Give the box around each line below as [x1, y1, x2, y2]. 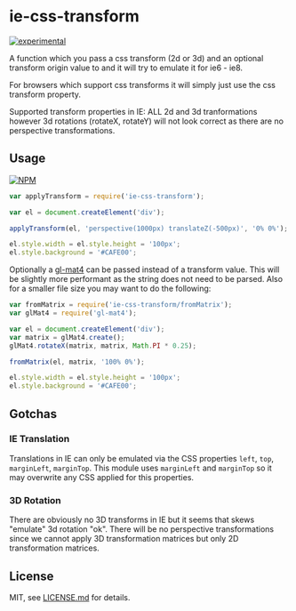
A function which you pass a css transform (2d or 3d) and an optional [9, 52, 264, 63]
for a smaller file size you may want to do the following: [9, 283, 212, 294]
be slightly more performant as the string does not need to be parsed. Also [9, 274, 283, 285]
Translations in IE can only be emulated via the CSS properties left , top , [9, 453, 274, 463]
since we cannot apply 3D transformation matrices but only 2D [9, 534, 239, 544]
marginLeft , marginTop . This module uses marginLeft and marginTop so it [9, 462, 273, 473]
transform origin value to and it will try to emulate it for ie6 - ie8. [9, 62, 243, 73]
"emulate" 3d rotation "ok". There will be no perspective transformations [9, 524, 274, 535]
